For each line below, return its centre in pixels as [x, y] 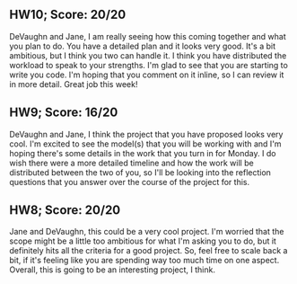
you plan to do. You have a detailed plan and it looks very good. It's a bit [143, 46]
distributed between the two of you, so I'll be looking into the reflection [140, 172]
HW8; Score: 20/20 [65, 210]
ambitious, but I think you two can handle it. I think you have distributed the [148, 55]
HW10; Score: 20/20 [68, 15]
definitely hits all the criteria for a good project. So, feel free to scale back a [148, 251]
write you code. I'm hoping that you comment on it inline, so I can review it [147, 75]
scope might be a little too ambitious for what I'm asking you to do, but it [143, 241]
